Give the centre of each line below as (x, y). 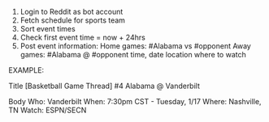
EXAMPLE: (26, 70)
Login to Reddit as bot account (72, 12)
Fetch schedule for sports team (73, 20)
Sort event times (48, 29)
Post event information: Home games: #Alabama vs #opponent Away (136, 46)
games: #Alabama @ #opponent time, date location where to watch (133, 55)
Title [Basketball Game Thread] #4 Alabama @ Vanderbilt (104, 86)
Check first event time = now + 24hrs (83, 37)
